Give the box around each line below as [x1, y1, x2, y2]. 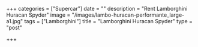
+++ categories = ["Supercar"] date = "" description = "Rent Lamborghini [6, 5, 188, 12]
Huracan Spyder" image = [6, 11, 71, 18]
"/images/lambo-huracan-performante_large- [71, 11, 185, 18]
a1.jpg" [6, 18, 23, 24]
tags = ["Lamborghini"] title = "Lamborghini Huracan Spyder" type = [24, 18, 193, 24]
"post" [6, 24, 22, 31]
